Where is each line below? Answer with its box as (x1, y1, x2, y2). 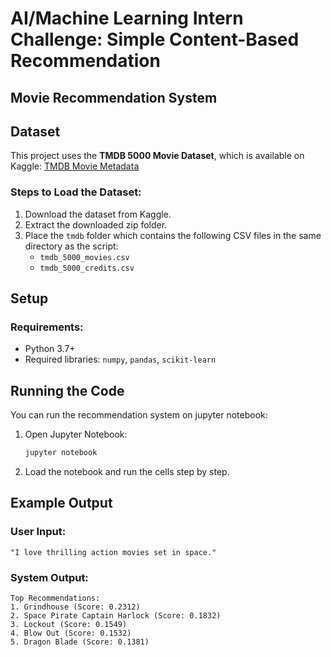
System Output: (10, 570, 89, 584)
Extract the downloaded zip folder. (24, 218, 168, 231)
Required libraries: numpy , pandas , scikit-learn (24, 353, 217, 366)
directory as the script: (24, 240, 119, 252)
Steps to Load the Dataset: (10, 185, 142, 199)
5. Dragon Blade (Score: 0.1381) (10, 637, 150, 647)
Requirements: (10, 320, 84, 334)
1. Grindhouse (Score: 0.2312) (10, 602, 141, 612)
